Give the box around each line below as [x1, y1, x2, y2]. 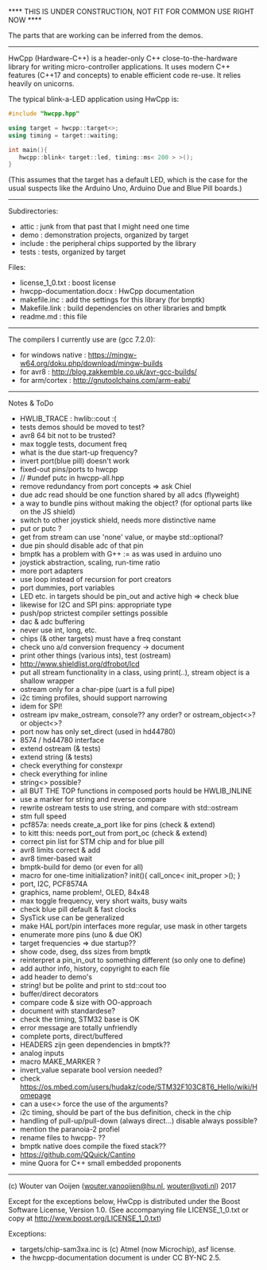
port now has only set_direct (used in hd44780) [19, 727, 176, 737]
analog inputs [19, 1049, 65, 1058]
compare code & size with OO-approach [19, 998, 153, 1007]
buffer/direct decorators [19, 989, 99, 998]
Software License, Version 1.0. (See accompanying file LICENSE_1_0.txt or [8, 1206, 249, 1215]
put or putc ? [19, 524, 62, 533]
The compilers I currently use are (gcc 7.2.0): [8, 334, 156, 345]
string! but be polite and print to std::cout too [19, 981, 167, 991]
